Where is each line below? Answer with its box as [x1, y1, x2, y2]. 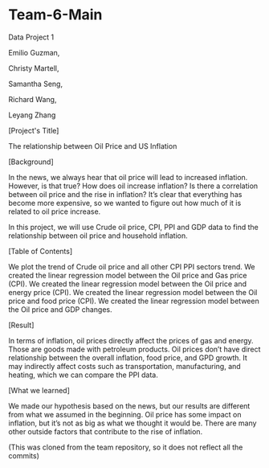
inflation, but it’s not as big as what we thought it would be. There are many [8, 418, 257, 428]
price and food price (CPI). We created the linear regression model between [8, 296, 259, 306]
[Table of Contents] [8, 246, 73, 256]
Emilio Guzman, [8, 47, 60, 57]
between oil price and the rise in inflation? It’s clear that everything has [8, 189, 243, 199]
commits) [8, 450, 40, 460]
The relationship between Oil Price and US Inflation [8, 141, 177, 150]
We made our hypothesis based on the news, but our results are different [8, 400, 251, 411]
